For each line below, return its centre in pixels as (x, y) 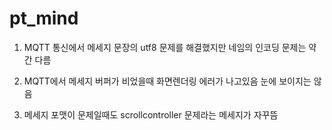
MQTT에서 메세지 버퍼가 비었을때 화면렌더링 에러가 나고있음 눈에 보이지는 (167, 81)
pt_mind (44, 18)
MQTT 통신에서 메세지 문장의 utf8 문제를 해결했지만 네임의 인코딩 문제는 (165, 47)
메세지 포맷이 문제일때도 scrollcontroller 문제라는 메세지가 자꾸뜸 (151, 114)
